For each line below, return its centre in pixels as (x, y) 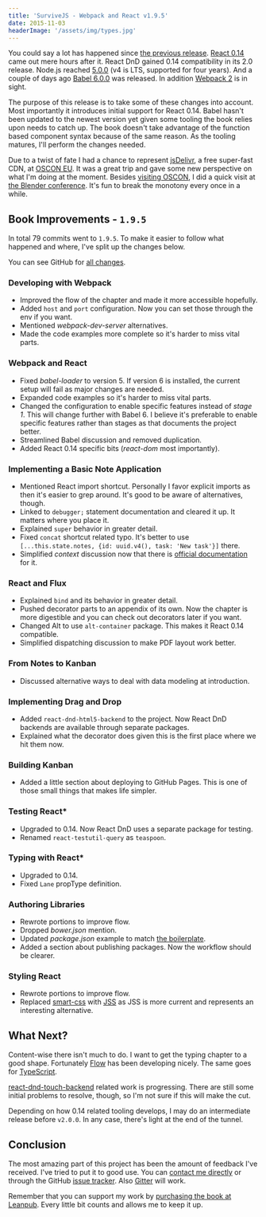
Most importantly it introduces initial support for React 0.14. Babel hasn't (126, 111)
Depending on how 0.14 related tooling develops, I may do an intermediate (129, 1111)
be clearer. (37, 956)
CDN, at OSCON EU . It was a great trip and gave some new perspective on (130, 169)
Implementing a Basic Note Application (85, 469)
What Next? (38, 1036)
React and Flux (38, 583)
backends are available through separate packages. (104, 727)
